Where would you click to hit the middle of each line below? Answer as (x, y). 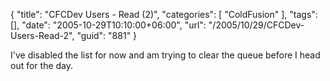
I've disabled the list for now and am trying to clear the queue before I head (165, 55)
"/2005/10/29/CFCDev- (256, 25)
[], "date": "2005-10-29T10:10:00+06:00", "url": (108, 25)
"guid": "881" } (107, 35)
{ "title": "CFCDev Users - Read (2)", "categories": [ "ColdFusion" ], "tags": (164, 14)
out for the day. (42, 65)
